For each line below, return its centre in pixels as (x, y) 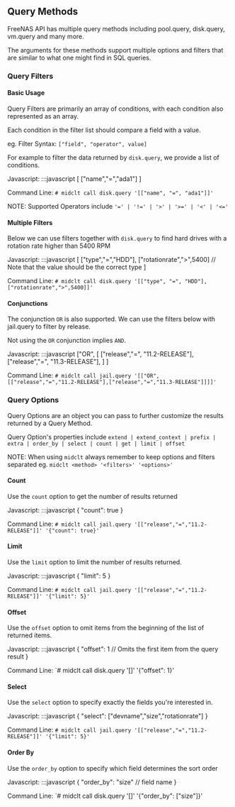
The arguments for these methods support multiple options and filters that (115, 50)
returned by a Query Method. (50, 423)
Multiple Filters (30, 222)
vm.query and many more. (46, 36)
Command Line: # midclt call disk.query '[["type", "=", (94, 281)
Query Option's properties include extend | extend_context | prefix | (111, 437)
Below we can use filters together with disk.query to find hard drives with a (117, 238)
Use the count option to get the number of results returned (93, 496)
